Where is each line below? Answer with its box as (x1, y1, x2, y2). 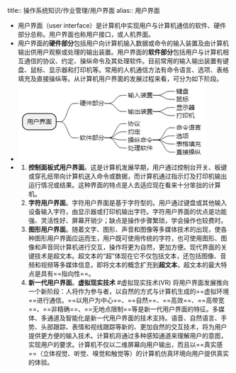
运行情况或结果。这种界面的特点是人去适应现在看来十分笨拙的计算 (28, 181, 221, 189)
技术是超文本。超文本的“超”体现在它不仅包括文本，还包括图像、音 (34, 252, 227, 260)
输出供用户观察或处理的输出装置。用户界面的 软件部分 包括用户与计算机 (17, 48, 223, 56)
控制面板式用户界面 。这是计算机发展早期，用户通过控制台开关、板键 (28, 163, 227, 172)
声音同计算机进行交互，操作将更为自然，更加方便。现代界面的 (40, 243, 221, 251)
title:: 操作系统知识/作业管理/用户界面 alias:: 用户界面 (7, 6, 161, 14)
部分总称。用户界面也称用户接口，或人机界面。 (17, 30, 154, 38)
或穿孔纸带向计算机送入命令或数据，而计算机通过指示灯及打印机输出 (28, 172, 227, 180)
